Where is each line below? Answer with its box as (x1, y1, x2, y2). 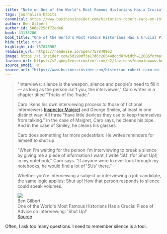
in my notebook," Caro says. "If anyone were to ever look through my (17, 158, 159, 163)
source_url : (5, 68, 30, 73)
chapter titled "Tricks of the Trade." (17, 92, 90, 98)
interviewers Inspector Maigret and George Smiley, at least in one (17, 107, 152, 113)
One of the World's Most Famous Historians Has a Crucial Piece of (17, 203, 154, 209)
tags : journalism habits (5, 12, 57, 17)
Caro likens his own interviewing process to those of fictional (17, 102, 143, 107)
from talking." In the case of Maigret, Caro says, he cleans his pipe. (17, 117, 155, 123)
